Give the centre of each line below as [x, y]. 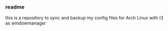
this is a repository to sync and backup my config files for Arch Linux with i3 [84, 18]
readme [15, 7]
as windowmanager [26, 23]
